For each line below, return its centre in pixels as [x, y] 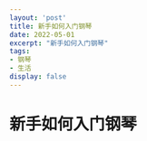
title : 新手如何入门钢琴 [51, 26]
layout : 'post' [38, 18]
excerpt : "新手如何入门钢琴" [59, 43]
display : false [38, 77]
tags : [20, 52]
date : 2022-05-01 [42, 34]
